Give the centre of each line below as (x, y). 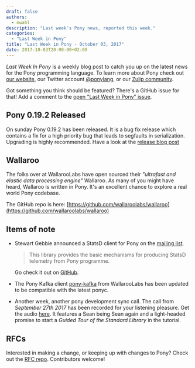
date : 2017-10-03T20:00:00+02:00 (47, 50)
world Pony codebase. (33, 193)
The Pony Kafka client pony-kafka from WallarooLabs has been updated (101, 284)
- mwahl (21, 22)
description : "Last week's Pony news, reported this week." (81, 28)
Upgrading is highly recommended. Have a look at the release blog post (93, 142)
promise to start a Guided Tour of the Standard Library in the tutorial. (98, 320)
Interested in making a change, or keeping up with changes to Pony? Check (97, 353)
